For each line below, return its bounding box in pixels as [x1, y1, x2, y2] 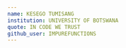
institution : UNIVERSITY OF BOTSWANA [7, 17, 119, 24]
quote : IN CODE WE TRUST [7, 23, 81, 30]
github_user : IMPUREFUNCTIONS [7, 30, 97, 37]
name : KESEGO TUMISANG [7, 10, 74, 18]
